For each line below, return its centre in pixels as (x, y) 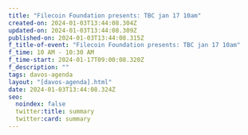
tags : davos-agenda (41, 75)
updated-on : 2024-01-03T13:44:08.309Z (73, 30)
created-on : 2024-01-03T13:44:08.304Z (73, 23)
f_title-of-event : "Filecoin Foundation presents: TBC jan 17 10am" (124, 45)
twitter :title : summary (55, 112)
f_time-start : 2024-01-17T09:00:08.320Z (77, 60)
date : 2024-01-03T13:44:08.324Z (62, 89)
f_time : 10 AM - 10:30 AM (51, 52)
